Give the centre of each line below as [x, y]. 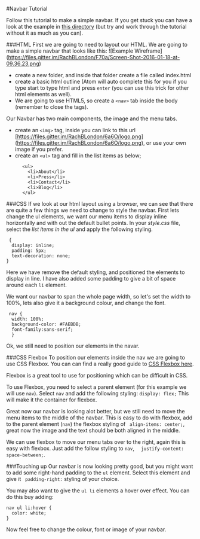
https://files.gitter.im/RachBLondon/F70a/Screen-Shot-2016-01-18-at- [94, 57]
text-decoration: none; [41, 256]
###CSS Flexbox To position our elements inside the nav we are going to [96, 357]
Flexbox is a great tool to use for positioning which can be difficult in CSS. [97, 375]
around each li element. [37, 285]
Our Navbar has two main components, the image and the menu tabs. [92, 118]
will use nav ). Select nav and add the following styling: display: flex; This [98, 393]
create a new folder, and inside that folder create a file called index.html [103, 75]
